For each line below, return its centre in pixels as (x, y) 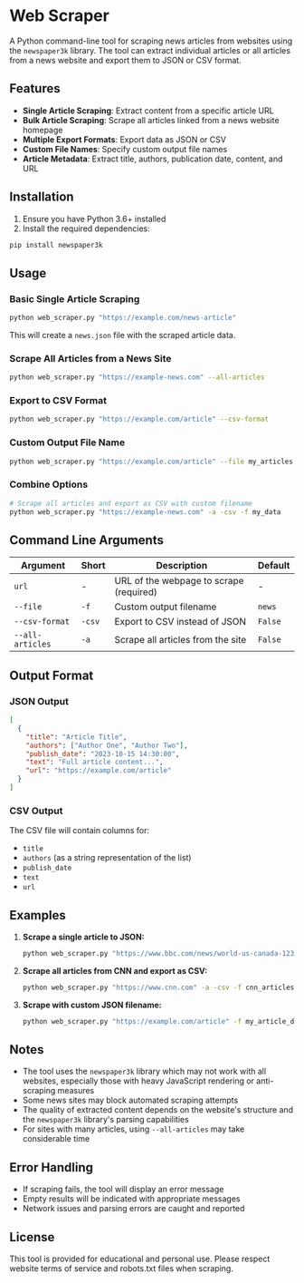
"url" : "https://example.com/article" (99, 771)
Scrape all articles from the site (180, 640)
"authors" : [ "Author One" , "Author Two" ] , (107, 745)
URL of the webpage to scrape (179, 581)
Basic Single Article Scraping (75, 298)
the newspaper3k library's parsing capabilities (106, 1120)
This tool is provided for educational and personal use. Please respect (140, 1259)
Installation (42, 197)
